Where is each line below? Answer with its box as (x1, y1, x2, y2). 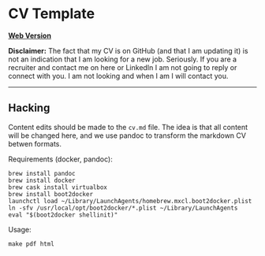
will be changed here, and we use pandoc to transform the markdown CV (8, 131, 247, 140)
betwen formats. (8, 139, 62, 148)
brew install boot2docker (8, 190, 93, 198)
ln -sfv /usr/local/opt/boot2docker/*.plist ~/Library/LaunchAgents (8, 204, 238, 212)
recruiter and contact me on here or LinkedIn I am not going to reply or (8, 62, 237, 72)
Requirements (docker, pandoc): (8, 154, 113, 164)
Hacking (8, 102, 50, 115)
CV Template (8, 5, 95, 23)
